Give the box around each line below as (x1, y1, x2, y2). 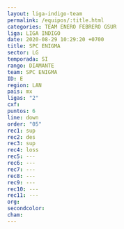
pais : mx (7, 88, 33, 95)
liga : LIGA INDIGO (7, 29, 61, 37)
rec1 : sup (7, 127, 36, 134)
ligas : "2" (7, 95, 39, 102)
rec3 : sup (7, 140, 36, 147)
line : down (7, 114, 39, 121)
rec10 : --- (7, 186, 39, 193)
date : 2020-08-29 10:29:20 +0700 (7, 36, 104, 43)
